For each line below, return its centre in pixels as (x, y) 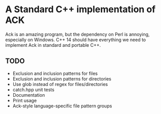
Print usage (25, 100)
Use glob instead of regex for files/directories (60, 84)
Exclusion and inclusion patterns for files (55, 73)
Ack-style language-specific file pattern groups (62, 106)
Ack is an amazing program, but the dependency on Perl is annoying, (77, 34)
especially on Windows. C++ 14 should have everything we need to (76, 40)
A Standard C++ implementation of (80, 9)
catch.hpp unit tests (34, 90)
